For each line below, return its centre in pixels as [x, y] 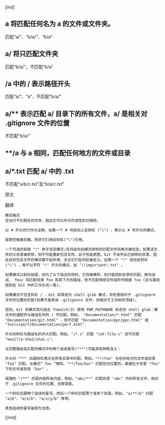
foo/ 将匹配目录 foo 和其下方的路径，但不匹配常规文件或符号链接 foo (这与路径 [87, 280]
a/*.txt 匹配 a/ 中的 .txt [40, 171]
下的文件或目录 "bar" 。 [28, 369]
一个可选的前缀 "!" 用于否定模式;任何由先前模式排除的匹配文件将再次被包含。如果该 [80, 249]
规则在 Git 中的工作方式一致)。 [34, 285]
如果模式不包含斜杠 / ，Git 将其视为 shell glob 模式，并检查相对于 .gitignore [81, 295]
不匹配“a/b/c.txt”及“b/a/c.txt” [35, 184]
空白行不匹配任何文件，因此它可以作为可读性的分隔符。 [53, 221]
